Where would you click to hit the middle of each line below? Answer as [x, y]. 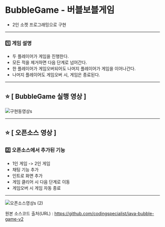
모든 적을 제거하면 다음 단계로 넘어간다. [50, 62]
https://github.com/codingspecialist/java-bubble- [104, 213]
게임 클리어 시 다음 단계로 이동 [41, 182]
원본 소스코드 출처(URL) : [29, 213]
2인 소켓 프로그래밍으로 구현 [39, 25]
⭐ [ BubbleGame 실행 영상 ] [46, 96]
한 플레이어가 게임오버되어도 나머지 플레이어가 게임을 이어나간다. [74, 69]
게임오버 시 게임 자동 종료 [37, 188]
